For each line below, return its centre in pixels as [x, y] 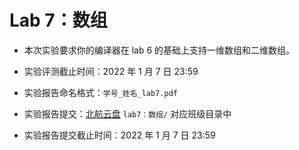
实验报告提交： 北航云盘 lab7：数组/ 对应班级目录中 [127, 113]
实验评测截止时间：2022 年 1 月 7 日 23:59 [111, 71]
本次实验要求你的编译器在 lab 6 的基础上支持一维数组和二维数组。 [159, 50]
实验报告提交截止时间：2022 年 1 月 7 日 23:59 [119, 135]
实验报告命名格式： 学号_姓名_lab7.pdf [100, 92]
